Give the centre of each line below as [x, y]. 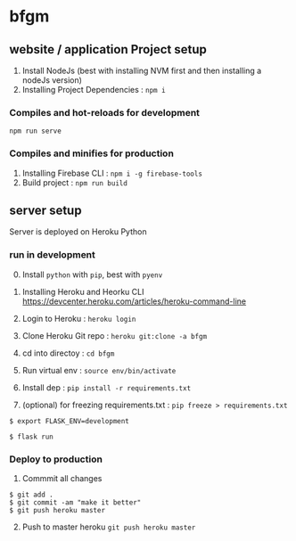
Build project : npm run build [74, 182]
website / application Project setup [108, 49]
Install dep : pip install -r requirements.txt [107, 387]
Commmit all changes [62, 478]
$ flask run [31, 437]
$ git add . [31, 495]
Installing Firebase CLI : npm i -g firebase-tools [112, 173]
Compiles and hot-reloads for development [105, 112]
